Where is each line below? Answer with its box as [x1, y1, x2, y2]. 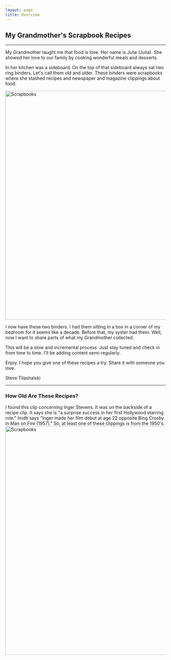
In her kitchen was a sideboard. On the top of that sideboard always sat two [5, 65, 164, 71]
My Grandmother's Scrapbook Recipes [5, 31, 131, 40]
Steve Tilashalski [5, 375, 41, 381]
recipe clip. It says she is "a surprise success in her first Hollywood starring [5, 409, 164, 415]
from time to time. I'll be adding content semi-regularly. [5, 350, 121, 356]
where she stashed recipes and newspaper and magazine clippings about [5, 75, 160, 81]
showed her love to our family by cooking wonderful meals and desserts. [5, 54, 158, 61]
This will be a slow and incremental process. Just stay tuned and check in [5, 344, 160, 351]
